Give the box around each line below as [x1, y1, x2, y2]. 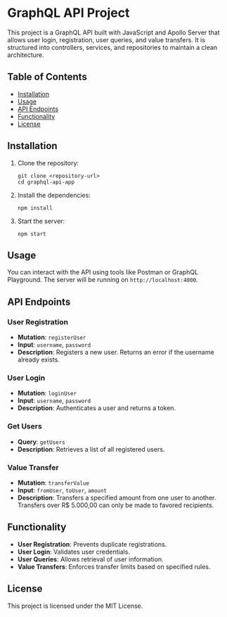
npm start [17, 230, 47, 237]
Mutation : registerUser [17, 333, 86, 342]
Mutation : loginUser [17, 389, 77, 397]
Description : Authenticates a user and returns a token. [17, 404, 176, 412]
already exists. [17, 355, 60, 364]
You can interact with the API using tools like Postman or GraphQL [7, 268, 199, 276]
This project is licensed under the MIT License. [7, 602, 143, 610]
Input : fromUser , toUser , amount [17, 485, 108, 494]
